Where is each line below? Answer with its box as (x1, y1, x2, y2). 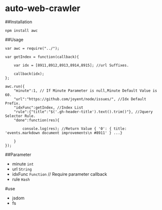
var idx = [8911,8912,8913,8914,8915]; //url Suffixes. (14, 63, 130, 68)
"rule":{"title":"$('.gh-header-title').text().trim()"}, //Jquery (14, 109, 153, 114)
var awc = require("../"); (5, 46, 60, 51)
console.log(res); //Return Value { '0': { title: (22, 126, 127, 131)
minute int (12, 161, 34, 167)
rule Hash (12, 176, 30, 182)
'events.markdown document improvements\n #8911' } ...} (5, 130, 123, 135)
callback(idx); (14, 71, 45, 76)
